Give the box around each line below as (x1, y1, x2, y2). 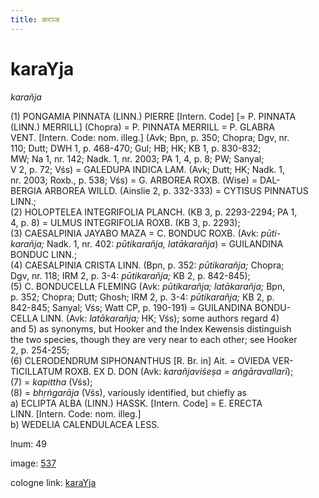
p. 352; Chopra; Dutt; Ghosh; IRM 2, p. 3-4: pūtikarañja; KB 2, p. (10, 291, 275, 303)
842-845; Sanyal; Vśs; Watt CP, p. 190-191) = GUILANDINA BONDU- (10, 301, 292, 313)
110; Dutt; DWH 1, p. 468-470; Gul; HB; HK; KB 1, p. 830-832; (10, 142, 262, 154)
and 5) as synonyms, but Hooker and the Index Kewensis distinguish (10, 322, 292, 335)
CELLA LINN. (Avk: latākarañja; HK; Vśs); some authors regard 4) (10, 312, 280, 324)
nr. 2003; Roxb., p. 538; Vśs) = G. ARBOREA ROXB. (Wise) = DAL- (10, 174, 281, 186)
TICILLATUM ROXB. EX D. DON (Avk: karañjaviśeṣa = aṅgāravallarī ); (10, 365, 294, 377)
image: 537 (10, 457, 57, 469)
